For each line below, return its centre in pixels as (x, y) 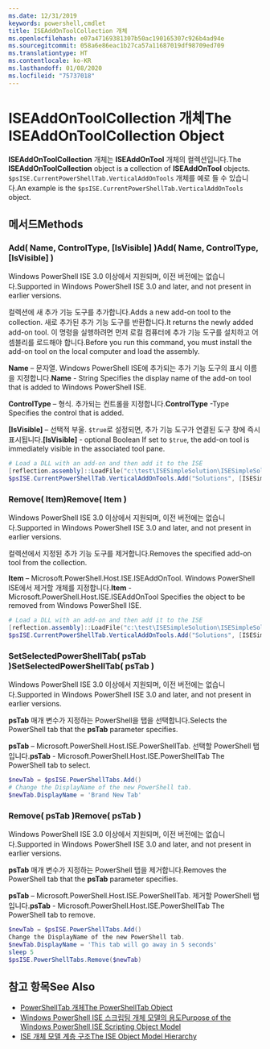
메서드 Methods (46, 224)
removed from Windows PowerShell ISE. (75, 606)
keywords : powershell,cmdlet (57, 23)
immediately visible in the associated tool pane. (87, 449)
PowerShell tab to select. (49, 765)
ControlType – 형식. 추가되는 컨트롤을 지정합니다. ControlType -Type (119, 404)
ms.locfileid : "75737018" (51, 76)
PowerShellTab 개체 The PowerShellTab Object (96, 1008)
